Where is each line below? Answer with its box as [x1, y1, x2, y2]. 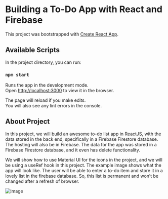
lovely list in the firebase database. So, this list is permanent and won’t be [5, 173, 158, 179]
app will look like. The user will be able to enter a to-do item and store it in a [5, 167, 163, 173]
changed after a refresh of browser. [5, 178, 79, 184]
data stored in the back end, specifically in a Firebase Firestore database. [5, 136, 158, 142]
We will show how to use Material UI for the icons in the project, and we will [5, 156, 163, 163]
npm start [5, 72, 29, 77]
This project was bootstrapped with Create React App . [5, 31, 119, 37]
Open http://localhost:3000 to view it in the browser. [5, 88, 114, 94]
